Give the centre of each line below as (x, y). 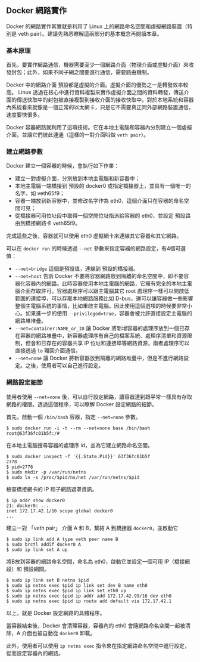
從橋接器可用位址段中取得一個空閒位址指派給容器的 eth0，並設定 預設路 (103, 216)
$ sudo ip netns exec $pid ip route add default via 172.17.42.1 (89, 601)
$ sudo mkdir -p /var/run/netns (46, 472)
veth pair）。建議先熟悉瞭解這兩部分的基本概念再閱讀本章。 (90, 33)
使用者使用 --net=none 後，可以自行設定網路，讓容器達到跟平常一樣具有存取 (99, 397)
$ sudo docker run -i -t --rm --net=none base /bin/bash (78, 428)
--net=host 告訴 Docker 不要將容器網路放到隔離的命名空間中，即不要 (99, 276)
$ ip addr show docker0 (36, 500)
